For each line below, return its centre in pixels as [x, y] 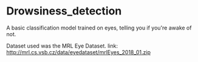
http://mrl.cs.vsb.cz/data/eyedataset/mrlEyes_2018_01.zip [78, 52]
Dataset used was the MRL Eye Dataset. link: [62, 46]
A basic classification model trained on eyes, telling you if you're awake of [99, 28]
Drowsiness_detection [64, 11]
